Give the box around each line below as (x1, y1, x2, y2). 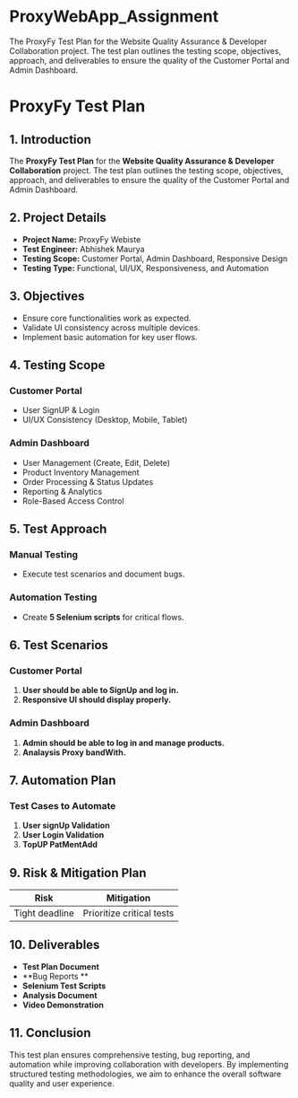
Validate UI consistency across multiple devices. (21, 321, 201, 333)
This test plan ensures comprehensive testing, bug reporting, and (9, 1049, 251, 1060)
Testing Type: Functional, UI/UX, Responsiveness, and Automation (21, 262, 269, 273)
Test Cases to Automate (9, 799, 116, 812)
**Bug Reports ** (21, 971, 89, 981)
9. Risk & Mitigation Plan (9, 865, 147, 881)
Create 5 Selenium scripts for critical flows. (21, 611, 185, 622)
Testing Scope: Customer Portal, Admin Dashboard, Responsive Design (21, 253, 288, 264)
